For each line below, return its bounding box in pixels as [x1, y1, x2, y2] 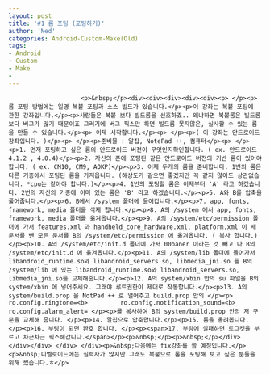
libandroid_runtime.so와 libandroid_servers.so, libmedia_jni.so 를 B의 [8, 257, 252, 265]
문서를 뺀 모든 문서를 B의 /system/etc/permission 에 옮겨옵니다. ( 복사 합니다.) [8, 231, 258, 239]
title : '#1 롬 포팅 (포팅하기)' [8, 19, 106, 27]
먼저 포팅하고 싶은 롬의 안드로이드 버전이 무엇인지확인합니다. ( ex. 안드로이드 [29, 145, 258, 154]
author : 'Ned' [8, 27, 56, 35]
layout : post [8, 11, 52, 20]
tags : [8, 42, 27, 50]
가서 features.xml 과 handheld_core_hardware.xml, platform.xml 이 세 [23, 223, 256, 231]
